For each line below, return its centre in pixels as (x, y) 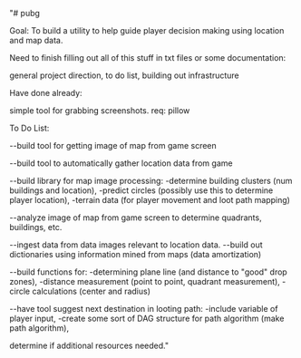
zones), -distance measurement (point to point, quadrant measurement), (145, 281)
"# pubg (25, 13)
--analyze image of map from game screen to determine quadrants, (136, 218)
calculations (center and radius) (91, 291)
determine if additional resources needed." (89, 345)
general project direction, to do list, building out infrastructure (125, 75)
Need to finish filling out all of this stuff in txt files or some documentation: (148, 58)
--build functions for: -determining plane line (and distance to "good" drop (148, 272)
